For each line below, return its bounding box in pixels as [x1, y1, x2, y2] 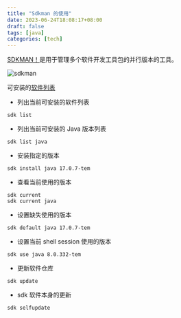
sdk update [7, 278, 38, 285]
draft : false [7, 23, 45, 30]
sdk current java [7, 198, 57, 205]
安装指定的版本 [16, 151, 60, 160]
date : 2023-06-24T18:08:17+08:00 [7, 17, 103, 23]
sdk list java [7, 138, 48, 145]
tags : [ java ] [7, 29, 45, 36]
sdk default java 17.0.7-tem [7, 224, 90, 231]
